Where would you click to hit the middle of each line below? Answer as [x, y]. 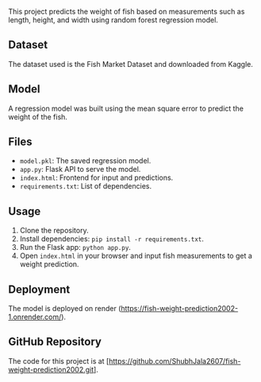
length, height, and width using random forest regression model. [113, 20]
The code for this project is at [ [59, 361]
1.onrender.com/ [35, 317]
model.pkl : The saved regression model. [85, 161]
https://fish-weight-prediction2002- [180, 309]
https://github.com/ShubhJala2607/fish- [175, 361]
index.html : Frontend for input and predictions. [96, 177]
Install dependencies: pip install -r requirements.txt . [112, 239]
